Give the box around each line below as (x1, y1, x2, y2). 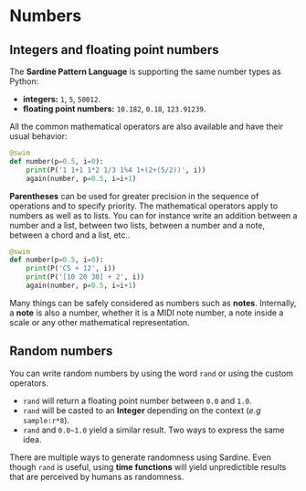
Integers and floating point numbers (9, 42, 219, 58)
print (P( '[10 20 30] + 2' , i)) (26, 272, 145, 282)
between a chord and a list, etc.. (9, 229, 131, 240)
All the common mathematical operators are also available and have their (9, 121, 284, 132)
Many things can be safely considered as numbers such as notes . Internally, (9, 297, 297, 308)
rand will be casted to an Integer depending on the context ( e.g (22, 404, 262, 416)
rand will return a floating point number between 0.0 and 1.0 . (22, 395, 252, 406)
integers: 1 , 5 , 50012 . (22, 93, 101, 104)
